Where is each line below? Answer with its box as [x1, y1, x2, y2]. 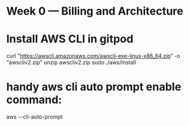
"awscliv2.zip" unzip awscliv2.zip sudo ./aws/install [6, 59, 136, 66]
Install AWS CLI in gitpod [6, 32, 134, 46]
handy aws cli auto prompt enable [6, 80, 182, 94]
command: [6, 93, 62, 107]
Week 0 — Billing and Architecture [6, 4, 184, 18]
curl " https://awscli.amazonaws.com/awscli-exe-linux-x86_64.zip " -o [6, 52, 180, 60]
